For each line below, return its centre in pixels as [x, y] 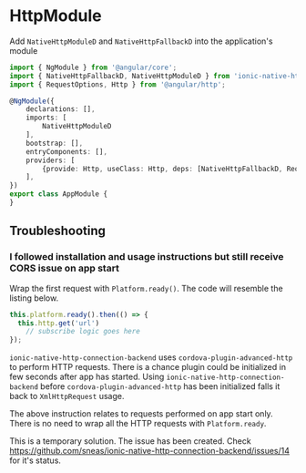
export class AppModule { [58, 194]
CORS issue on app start [65, 268]
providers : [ [51, 160]
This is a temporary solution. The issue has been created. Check [131, 441]
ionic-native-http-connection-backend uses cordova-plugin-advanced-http [151, 357]
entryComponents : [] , [66, 151]
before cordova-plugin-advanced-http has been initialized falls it [160, 386]
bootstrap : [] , [55, 143]
